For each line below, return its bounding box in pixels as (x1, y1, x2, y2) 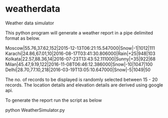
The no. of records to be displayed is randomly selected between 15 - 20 (5, 76, 158, 82)
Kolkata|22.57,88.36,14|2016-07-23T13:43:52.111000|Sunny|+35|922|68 (5, 55, 156, 62)
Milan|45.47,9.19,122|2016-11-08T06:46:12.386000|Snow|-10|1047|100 (5, 61, 153, 67)
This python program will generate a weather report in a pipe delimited (5, 29, 154, 36)
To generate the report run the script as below (5, 97, 102, 103)
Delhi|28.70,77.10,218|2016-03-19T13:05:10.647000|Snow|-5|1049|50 (5, 67, 151, 73)
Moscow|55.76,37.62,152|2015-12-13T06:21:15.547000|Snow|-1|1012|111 (5, 45, 155, 51)
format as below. (5, 35, 41, 41)
